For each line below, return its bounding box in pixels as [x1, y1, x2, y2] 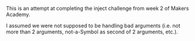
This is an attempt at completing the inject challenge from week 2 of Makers [6, 5, 189, 12]
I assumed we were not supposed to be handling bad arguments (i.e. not [6, 23, 181, 29]
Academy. [6, 11, 30, 18]
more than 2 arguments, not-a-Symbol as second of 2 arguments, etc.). [6, 28, 178, 35]
